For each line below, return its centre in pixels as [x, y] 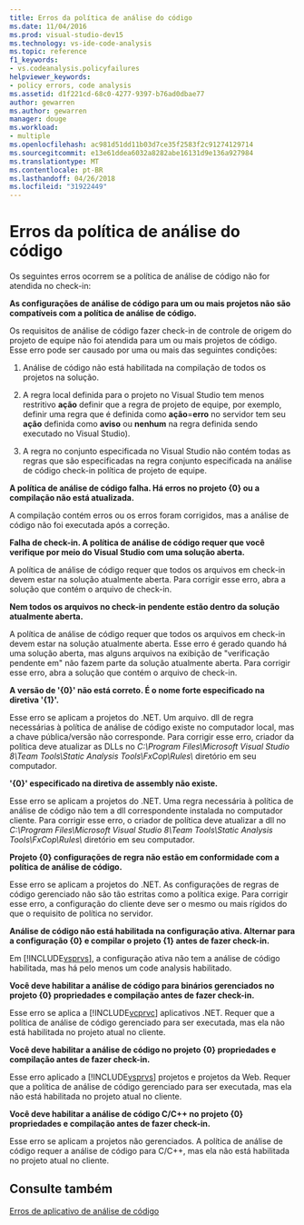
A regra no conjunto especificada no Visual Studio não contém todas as [157, 452]
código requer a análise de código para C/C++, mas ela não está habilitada [150, 1151]
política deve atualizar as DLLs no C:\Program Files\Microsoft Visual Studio [150, 747]
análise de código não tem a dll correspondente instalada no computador [146, 811]
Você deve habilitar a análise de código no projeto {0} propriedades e [143, 1050]
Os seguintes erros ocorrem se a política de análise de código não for [140, 276]
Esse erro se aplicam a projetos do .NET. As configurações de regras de [144, 885]
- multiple [30, 136]
